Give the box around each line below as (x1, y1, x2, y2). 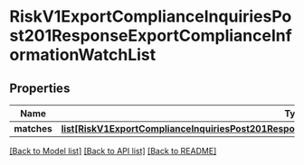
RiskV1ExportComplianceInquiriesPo (9, 6, 292, 27)
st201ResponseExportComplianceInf (9, 25, 292, 46)
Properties (9, 80, 71, 96)
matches (14, 123, 52, 134)
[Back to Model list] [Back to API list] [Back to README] (9, 146, 217, 156)
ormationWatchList (9, 45, 157, 65)
